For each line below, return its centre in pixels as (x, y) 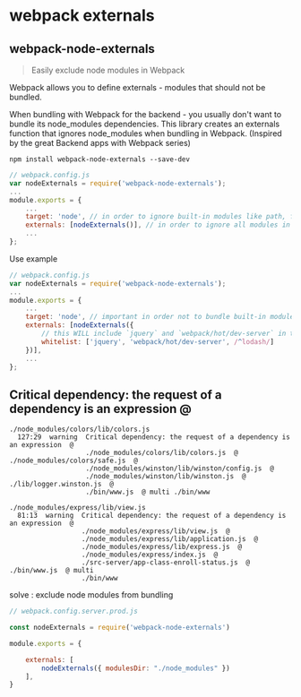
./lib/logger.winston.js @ (62, 485)
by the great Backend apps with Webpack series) (100, 143)
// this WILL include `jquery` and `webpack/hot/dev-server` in (164, 333)
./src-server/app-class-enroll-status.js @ (166, 563)
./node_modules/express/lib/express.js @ (162, 547)
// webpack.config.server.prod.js (74, 611)
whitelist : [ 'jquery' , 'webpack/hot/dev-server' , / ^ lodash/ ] (158, 341)
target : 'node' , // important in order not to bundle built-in (146, 317)
